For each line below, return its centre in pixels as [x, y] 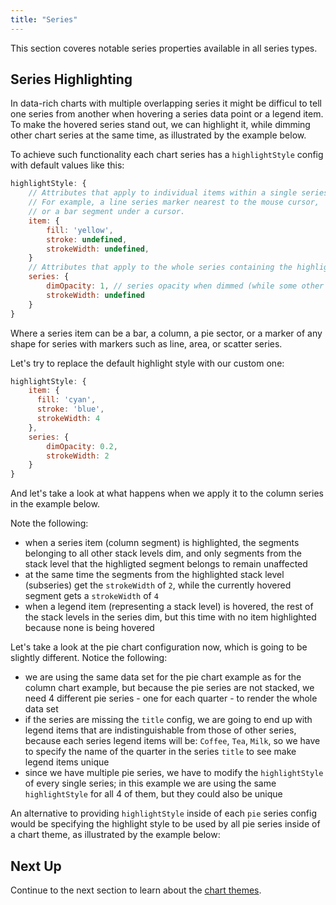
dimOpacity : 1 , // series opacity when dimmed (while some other [185, 286]
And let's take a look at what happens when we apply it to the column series [167, 493]
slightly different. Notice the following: [89, 658]
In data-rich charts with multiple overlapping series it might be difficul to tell [166, 103]
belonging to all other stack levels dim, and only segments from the [163, 553]
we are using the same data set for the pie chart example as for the [163, 677]
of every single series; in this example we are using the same [150, 783]
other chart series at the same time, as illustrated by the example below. [158, 135]
